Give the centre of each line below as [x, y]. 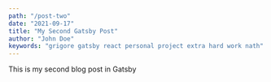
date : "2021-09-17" [42, 24]
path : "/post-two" [39, 16]
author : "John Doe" [42, 39]
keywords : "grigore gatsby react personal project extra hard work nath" [136, 46]
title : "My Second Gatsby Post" [63, 31]
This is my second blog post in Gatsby [72, 69]
